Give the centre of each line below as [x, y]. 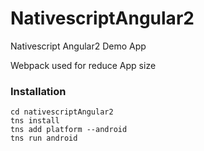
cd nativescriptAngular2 [62, 112]
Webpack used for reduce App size [83, 65]
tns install [35, 121]
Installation [38, 91]
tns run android [44, 138]
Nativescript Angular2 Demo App [78, 46]
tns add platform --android [69, 130]
